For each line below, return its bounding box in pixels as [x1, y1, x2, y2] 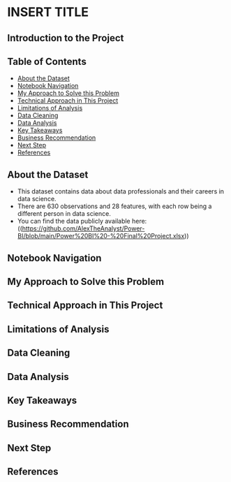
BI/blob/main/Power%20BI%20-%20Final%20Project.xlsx [17, 232, 185, 240]
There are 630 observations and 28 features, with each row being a [17, 202, 212, 210]
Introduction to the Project [7, 32, 124, 44]
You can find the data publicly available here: [17, 217, 147, 226]
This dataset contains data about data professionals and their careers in [17, 187, 225, 196]
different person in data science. [17, 210, 112, 218]
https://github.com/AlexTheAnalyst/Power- [22, 224, 145, 233]
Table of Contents [7, 55, 87, 67]
